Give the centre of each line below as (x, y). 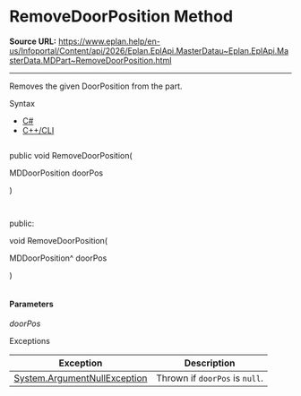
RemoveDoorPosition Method (121, 17)
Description (210, 363)
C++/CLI (38, 130)
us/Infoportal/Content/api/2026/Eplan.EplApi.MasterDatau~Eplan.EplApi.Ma (149, 50)
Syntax (22, 103)
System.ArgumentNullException (81, 378)
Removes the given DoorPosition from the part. (96, 86)
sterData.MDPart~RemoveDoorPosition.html (90, 60)
